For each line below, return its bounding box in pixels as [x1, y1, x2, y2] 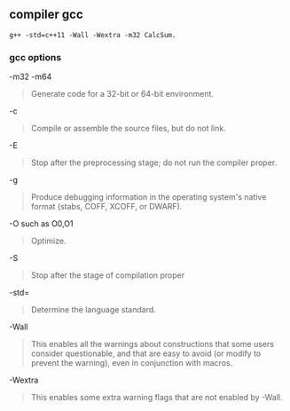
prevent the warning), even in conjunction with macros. [30, 358, 233, 368]
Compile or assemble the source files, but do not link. [30, 123, 226, 134]
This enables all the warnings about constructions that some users [30, 339, 275, 350]
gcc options [9, 51, 62, 63]
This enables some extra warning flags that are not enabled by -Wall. [30, 392, 283, 403]
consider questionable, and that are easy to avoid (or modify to [30, 348, 262, 359]
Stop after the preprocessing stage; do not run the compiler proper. [30, 157, 278, 168]
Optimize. [30, 235, 67, 247]
